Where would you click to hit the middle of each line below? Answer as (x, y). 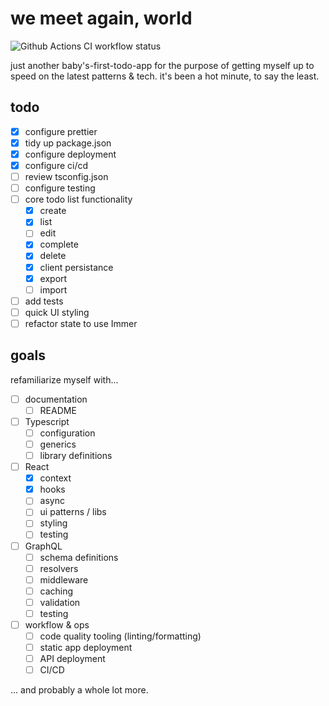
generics (58, 444)
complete (59, 244)
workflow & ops (57, 624)
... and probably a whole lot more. (79, 690)
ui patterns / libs (73, 512)
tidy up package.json (68, 143)
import (53, 289)
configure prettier (61, 131)
